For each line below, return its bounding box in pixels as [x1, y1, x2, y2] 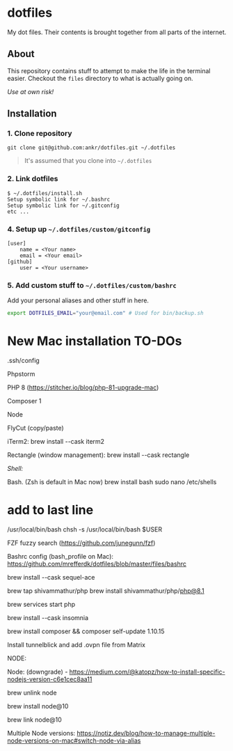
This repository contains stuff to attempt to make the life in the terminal [7, 66, 211, 75]
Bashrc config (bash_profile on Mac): [7, 552, 113, 561]
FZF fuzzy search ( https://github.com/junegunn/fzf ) [7, 539, 156, 548]
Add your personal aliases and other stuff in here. [7, 296, 150, 304]
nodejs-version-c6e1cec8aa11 [7, 675, 93, 683]
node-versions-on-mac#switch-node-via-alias [7, 736, 141, 745]
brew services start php [7, 601, 76, 609]
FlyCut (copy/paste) [7, 424, 64, 433]
